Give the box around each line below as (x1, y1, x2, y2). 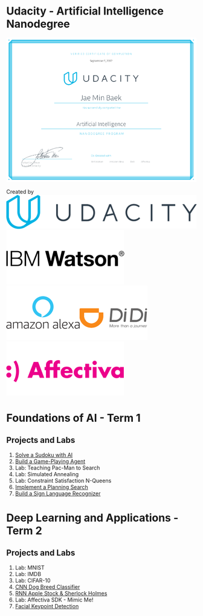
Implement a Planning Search (14, 483, 89, 491)
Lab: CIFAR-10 (14, 577, 51, 584)
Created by (6, 188, 34, 195)
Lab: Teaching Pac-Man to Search (14, 464, 100, 471)
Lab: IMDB (14, 570, 41, 577)
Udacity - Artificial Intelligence (6, 4, 164, 18)
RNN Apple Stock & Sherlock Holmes (14, 589, 108, 597)
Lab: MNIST (14, 564, 45, 571)
